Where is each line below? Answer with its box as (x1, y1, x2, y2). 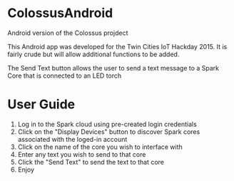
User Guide (7, 96, 76, 113)
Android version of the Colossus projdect (7, 29, 128, 37)
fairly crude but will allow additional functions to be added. (7, 50, 180, 58)
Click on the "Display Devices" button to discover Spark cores (17, 127, 200, 136)
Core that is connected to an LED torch (7, 71, 122, 80)
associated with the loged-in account (17, 135, 128, 143)
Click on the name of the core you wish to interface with (17, 143, 183, 151)
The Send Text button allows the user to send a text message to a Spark (7, 63, 220, 72)
